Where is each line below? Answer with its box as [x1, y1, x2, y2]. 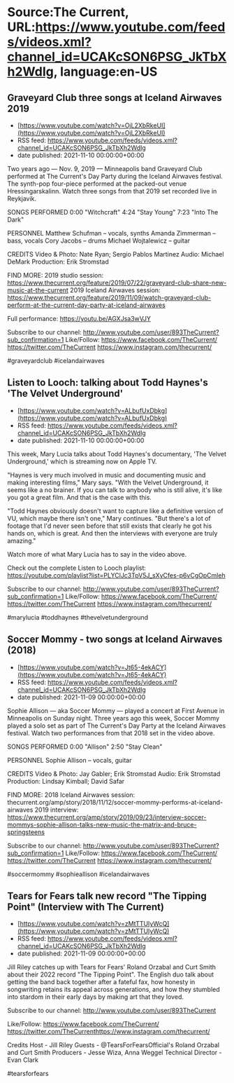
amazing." [7, 536, 36, 545]
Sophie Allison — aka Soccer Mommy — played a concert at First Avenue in [7, 706, 225, 715]
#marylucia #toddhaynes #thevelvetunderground [7, 613, 149, 621]
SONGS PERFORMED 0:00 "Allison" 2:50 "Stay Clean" [7, 742, 163, 751]
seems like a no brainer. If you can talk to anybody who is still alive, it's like [7, 485, 222, 494]
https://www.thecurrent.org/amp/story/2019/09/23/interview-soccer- [7, 812, 207, 821]
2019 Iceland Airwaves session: [69, 286, 161, 294]
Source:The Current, [7, 4, 129, 20]
